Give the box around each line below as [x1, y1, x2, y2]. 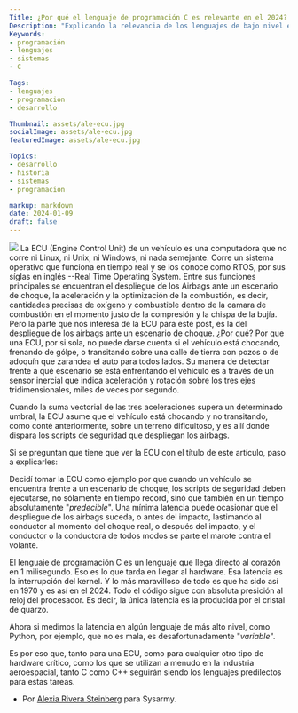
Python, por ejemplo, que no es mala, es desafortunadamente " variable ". [9, 631, 276, 641]
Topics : [9, 152, 38, 161]
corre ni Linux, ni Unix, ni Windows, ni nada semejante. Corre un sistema [9, 252, 274, 263]
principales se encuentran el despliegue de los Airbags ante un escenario [9, 281, 278, 291]
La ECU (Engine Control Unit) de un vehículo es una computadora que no [20, 243, 287, 253]
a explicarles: [9, 456, 59, 467]
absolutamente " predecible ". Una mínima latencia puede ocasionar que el [9, 503, 278, 512]
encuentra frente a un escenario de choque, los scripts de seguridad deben [9, 483, 286, 494]
